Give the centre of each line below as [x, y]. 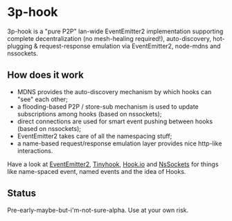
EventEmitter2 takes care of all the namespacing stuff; [95, 136]
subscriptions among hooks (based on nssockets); [89, 114]
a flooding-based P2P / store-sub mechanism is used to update [108, 106]
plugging [20, 46]
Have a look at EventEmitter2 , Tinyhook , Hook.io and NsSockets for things [113, 164]
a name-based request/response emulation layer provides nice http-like [119, 143]
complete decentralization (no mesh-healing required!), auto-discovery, [109, 38]
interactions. [35, 150]
